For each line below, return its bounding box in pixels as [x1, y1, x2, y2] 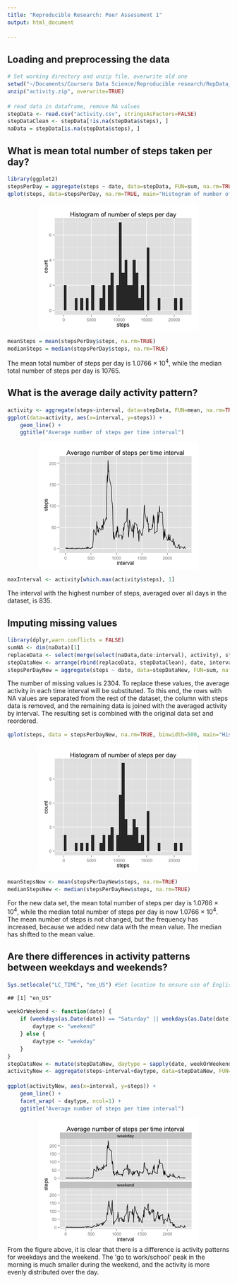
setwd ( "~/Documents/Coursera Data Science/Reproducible [7, 81, 175, 88]
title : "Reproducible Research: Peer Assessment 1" [7, 11, 162, 18]
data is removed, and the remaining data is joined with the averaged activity [7, 702, 228, 710]
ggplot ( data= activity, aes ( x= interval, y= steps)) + [7, 414, 162, 421]
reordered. [7, 716, 39, 725]
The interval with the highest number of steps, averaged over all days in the [7, 589, 227, 598]
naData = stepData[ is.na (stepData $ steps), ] [7, 125, 140, 132]
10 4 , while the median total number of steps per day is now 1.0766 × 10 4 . [7, 906, 219, 916]
